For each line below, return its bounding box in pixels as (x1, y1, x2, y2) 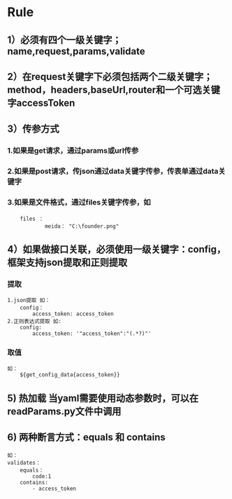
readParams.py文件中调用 (7, 405, 122, 417)
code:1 (32, 472, 52, 480)
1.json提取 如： (7, 297, 50, 304)
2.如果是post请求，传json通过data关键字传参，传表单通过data (7, 166, 219, 176)
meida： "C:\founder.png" (44, 222, 119, 230)
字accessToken (7, 97, 75, 109)
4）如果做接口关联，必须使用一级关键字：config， (7, 243, 226, 255)
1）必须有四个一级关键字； (7, 34, 122, 46)
